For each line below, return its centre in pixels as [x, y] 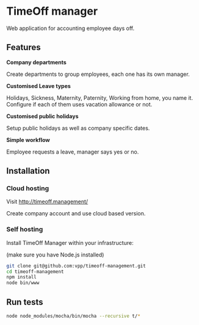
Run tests [25, 302]
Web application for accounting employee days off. [71, 28]
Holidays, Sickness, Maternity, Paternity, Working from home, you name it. [100, 98]
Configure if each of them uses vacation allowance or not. [79, 104]
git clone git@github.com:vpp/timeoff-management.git [76, 266]
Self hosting [25, 230]
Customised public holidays [42, 116]
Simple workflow [28, 140]
